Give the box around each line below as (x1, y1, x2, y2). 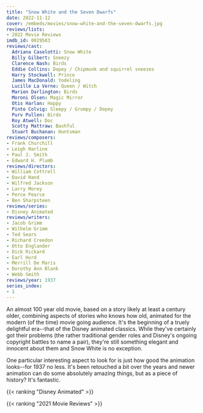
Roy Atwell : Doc (12, 117, 53, 123)
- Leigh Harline (6, 145, 48, 152)
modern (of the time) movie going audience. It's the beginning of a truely (6, 318, 190, 326)
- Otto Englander (6, 243, 51, 249)
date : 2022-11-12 (6, 15, 51, 21)
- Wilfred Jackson (6, 180, 53, 187)
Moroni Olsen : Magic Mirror (12, 95, 84, 101)
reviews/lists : (6, 26, 45, 33)
